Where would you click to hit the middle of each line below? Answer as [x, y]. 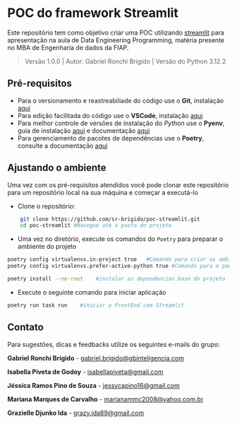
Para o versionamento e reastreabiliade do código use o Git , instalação [121, 100]
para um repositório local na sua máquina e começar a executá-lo [103, 192]
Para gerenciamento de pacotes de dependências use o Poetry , [111, 138]
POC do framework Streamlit [93, 13]
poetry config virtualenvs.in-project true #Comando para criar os [112, 259]
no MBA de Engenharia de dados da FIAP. [68, 47]
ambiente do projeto [47, 247]
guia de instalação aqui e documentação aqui [84, 130]
